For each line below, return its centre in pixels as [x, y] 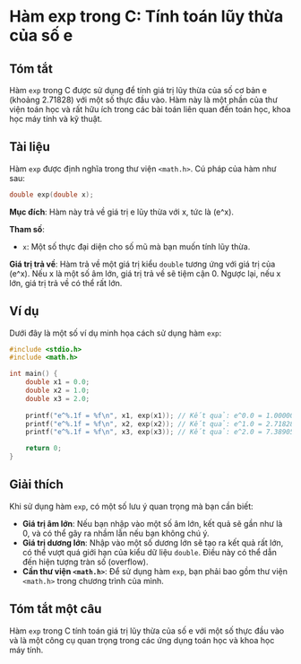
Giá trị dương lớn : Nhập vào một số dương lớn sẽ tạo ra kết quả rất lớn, [153, 542]
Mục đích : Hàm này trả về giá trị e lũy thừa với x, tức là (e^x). [122, 212]
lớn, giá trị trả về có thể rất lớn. [66, 283]
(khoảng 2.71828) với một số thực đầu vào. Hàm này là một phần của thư [143, 100]
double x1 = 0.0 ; [58, 382]
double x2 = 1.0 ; [58, 390]
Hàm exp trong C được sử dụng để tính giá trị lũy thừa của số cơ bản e [138, 90]
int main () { [34, 374]
